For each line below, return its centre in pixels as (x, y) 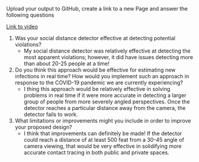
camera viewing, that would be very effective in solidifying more (103, 146)
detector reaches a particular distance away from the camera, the (105, 108)
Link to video (22, 27)
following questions (30, 15)
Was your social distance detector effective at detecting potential (95, 38)
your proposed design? (43, 127)
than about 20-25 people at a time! (67, 63)
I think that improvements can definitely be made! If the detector (103, 133)
